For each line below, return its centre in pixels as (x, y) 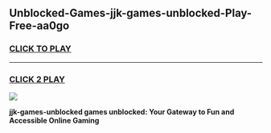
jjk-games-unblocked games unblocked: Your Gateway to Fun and (122, 111)
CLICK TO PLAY (40, 49)
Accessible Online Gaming (54, 120)
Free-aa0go (39, 26)
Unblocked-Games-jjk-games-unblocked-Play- (131, 13)
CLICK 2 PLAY (37, 79)
